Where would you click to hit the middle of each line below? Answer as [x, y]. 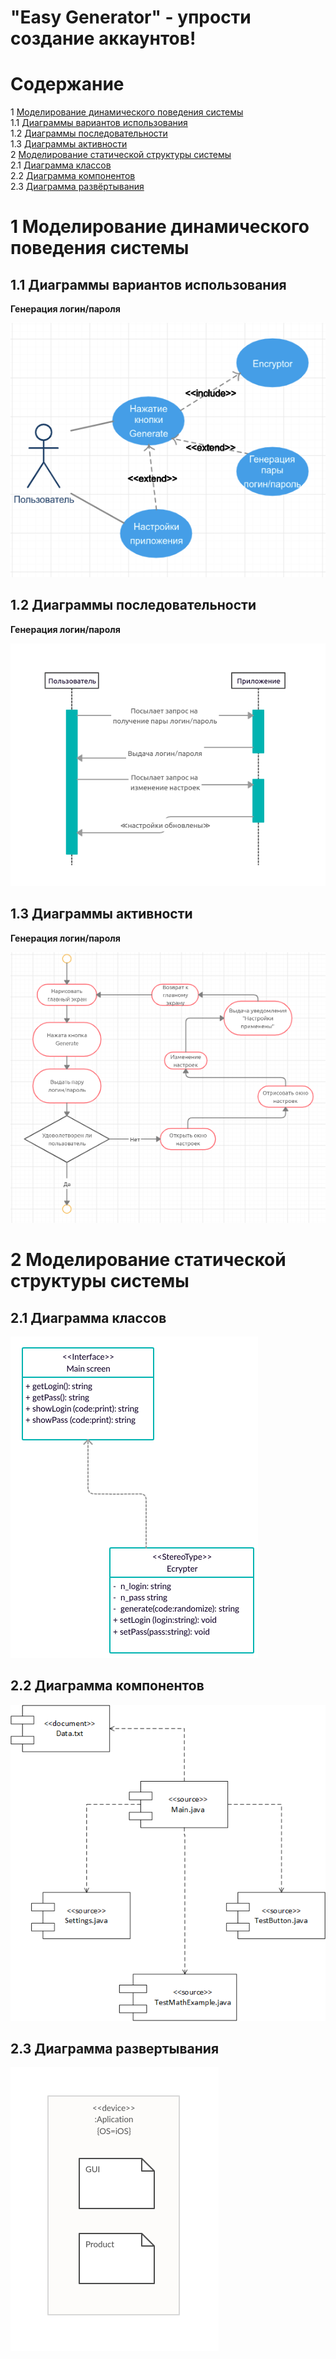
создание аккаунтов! [103, 38]
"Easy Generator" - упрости [131, 17]
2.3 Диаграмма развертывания [115, 2048]
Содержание [67, 84]
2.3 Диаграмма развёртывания [77, 187]
